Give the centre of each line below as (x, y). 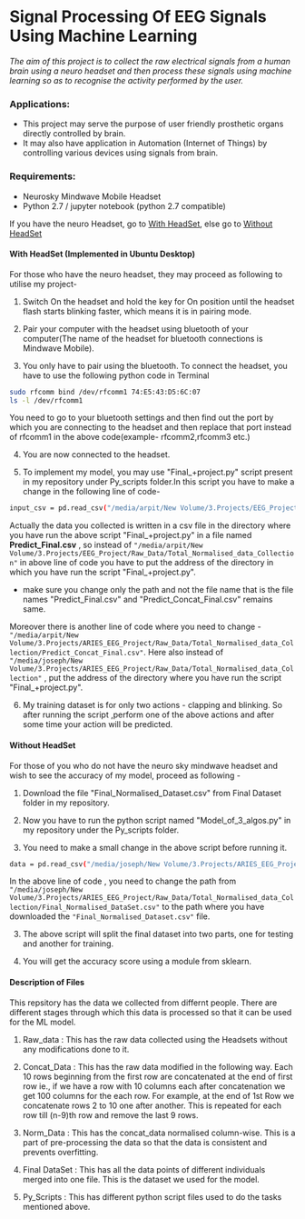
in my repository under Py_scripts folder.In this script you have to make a (158, 482)
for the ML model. (43, 1022)
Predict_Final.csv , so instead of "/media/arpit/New (106, 545)
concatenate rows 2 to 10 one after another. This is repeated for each (152, 1105)
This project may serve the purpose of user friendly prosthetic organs (153, 124)
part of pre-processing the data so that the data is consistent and (145, 1142)
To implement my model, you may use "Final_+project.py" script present (157, 472)
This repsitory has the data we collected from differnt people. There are (143, 1003)
